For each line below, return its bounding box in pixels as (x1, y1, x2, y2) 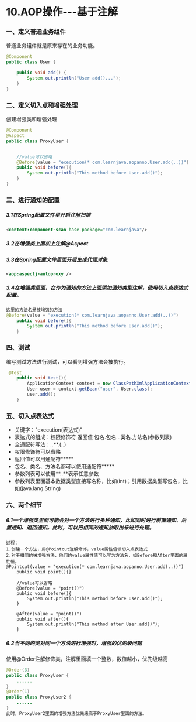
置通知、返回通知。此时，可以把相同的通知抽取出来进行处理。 (6, 523, 155, 531)
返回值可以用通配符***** (14, 456, 74, 463)
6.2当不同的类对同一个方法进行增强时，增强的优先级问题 (6, 639, 142, 646)
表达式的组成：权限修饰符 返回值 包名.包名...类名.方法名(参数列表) (14, 434, 172, 441)
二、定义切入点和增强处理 (6, 101, 78, 109)
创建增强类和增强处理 (6, 115, 57, 123)
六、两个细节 (6, 501, 43, 509)
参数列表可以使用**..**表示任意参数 (14, 470, 99, 477)
